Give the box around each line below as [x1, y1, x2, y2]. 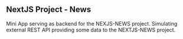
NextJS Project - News [6, 5, 91, 15]
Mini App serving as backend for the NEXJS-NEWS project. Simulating [6, 20, 178, 27]
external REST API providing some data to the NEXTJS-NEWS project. [6, 26, 176, 33]
